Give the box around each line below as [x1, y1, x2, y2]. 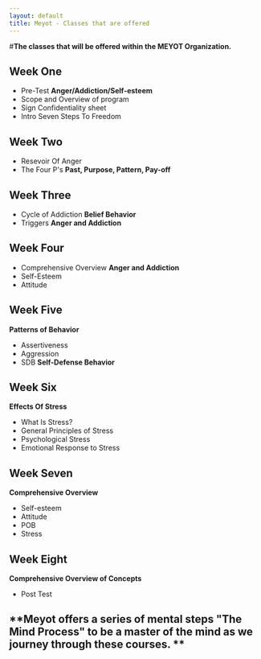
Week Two [9, 134, 63, 149]
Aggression [20, 348, 59, 358]
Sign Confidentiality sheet [20, 103, 107, 113]
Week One [9, 64, 63, 78]
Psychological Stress [20, 435, 91, 444]
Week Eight [9, 552, 67, 566]
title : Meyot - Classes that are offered [9, 19, 150, 27]
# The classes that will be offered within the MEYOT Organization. [9, 41, 232, 51]
